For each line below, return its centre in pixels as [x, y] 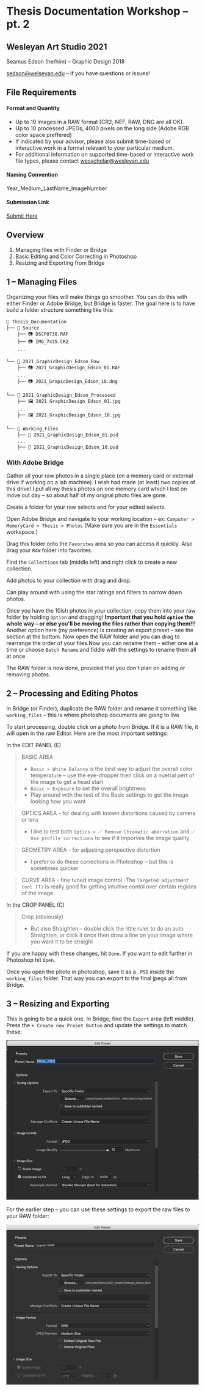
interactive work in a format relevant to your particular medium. [95, 147]
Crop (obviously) [42, 917]
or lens [30, 819]
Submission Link [28, 202]
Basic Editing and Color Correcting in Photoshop [76, 256]
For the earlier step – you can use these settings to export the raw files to [98, 1209]
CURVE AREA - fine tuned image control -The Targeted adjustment [105, 880]
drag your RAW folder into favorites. [49, 550]
